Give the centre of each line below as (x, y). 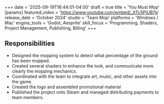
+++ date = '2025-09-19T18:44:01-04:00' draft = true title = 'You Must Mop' (82, 7)
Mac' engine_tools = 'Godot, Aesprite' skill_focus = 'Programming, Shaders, (81, 23)
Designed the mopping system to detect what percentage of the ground (85, 55)
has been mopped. (31, 61)
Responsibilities (30, 44)
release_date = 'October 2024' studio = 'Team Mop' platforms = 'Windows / (82, 17)
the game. (22, 81)
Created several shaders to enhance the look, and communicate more (82, 66)
